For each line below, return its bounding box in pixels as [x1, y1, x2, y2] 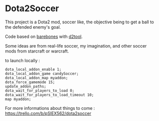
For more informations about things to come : [5, 105, 95, 111]
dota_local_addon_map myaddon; [5, 75, 68, 80]
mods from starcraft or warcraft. [5, 48, 69, 54]
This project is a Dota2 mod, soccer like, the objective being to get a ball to [5, 19, 154, 25]
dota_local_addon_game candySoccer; [5, 71, 79, 76]
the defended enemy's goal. [5, 24, 61, 30]
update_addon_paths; [5, 84, 47, 89]
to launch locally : [5, 57, 40, 63]
